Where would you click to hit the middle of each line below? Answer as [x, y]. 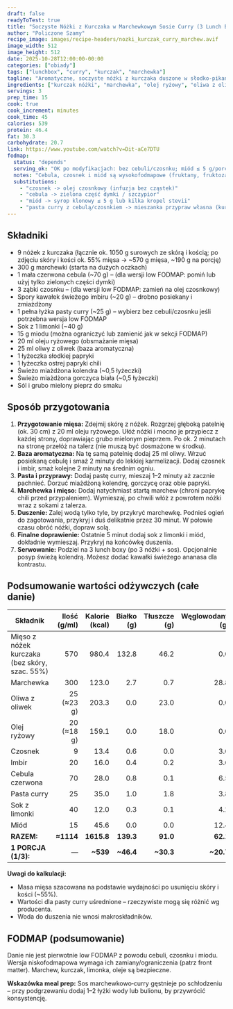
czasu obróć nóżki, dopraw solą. [64, 527]
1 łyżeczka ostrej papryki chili [59, 363]
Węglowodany [205, 616]
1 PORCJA [28, 848]
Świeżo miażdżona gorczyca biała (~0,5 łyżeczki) [88, 378]
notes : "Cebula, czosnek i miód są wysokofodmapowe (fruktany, [106, 175]
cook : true [23, 104]
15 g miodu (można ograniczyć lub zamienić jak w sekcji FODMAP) [112, 334]
